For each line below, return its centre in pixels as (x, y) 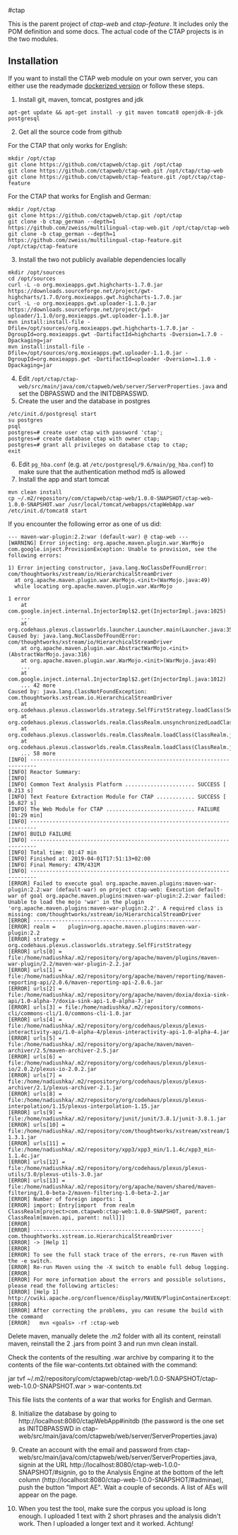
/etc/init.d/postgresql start (53, 414)
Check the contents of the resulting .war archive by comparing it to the (111, 1357)
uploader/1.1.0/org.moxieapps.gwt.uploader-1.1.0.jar (89, 315)
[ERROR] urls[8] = (35, 1094)
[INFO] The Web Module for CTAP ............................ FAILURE (114, 809)
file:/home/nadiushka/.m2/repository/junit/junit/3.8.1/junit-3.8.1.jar (117, 1118)
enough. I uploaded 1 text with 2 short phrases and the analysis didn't (119, 1516)
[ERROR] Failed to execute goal (55, 884)
